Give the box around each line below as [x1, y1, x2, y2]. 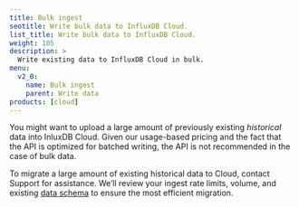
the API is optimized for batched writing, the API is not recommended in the [9, 141, 291, 152]
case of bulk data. [9, 151, 77, 162]
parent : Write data [25, 89, 100, 98]
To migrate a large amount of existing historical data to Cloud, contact [9, 168, 270, 179]
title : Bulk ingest [9, 13, 83, 23]
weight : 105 [9, 38, 54, 48]
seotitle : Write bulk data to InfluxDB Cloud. [9, 22, 188, 31]
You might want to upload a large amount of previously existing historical [9, 122, 282, 133]
